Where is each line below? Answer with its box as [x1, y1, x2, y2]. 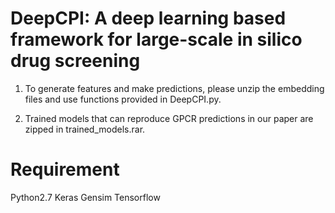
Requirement [10, 158, 120, 181]
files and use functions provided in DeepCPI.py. [24, 93, 222, 105]
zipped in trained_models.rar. [24, 123, 146, 135]
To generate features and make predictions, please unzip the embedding [24, 82, 325, 94]
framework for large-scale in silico [10, 28, 303, 51]
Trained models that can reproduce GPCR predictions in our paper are [24, 112, 314, 124]
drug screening [10, 50, 141, 72]
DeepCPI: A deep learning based [10, 7, 287, 30]
